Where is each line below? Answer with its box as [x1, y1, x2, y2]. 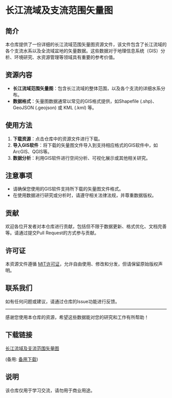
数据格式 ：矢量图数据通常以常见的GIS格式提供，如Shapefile [12, 98, 139, 104]
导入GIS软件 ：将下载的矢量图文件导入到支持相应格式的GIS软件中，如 [12, 142, 158, 148]
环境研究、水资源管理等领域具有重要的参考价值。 [14, 54, 118, 60]
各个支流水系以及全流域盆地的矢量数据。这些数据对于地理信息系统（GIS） [5, 48, 161, 54]
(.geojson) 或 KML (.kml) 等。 [35, 104, 97, 110]
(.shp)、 [140, 98, 157, 104]
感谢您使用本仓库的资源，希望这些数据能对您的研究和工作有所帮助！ [5, 314, 149, 320]
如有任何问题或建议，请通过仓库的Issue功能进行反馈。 [5, 298, 120, 305]
